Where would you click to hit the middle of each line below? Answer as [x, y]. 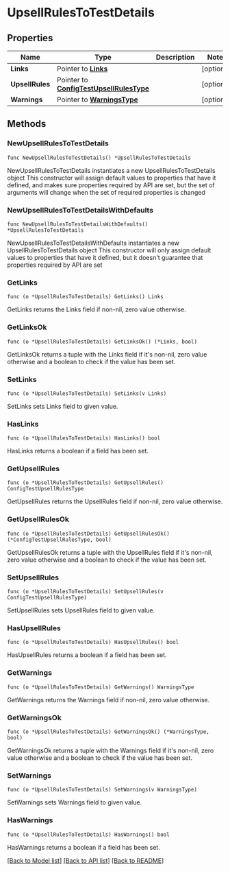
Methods [27, 124]
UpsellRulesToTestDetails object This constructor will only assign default [109, 250]
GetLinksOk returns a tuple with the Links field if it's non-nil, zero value [107, 354]
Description [175, 57]
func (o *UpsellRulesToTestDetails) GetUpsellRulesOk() [88, 534]
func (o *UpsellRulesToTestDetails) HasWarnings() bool [88, 835]
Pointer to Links [82, 69]
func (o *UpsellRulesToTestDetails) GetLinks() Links [86, 297]
